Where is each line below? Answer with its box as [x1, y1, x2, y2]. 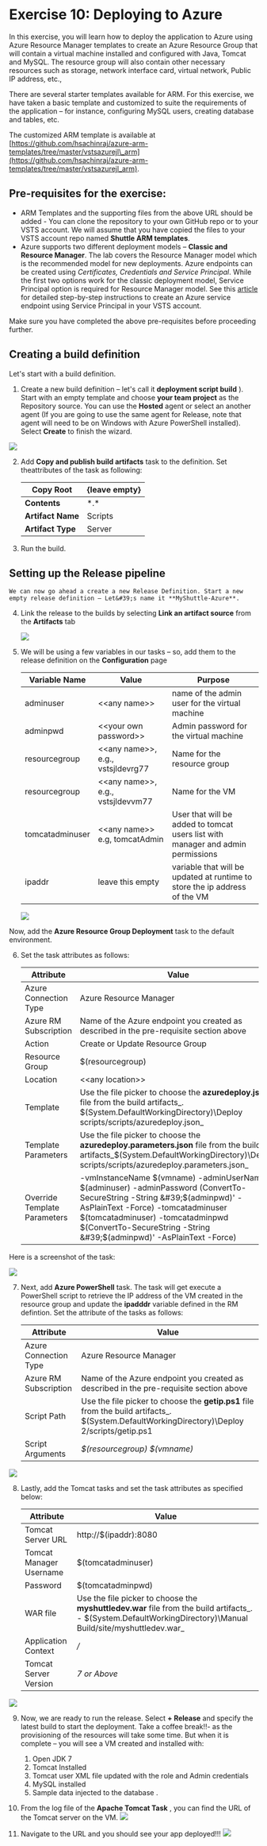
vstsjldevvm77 [97, 796, 153, 807]
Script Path [24, 1411, 67, 1422]
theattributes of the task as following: [20, 465, 143, 474]
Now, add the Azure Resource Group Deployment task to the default [9, 927, 235, 937]
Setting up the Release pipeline [9, 566, 166, 580]
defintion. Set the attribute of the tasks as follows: [20, 1308, 184, 1318]
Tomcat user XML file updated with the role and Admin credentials [32, 1771, 249, 1781]
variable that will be [172, 862, 245, 873]
